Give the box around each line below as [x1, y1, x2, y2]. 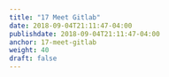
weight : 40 [9, 46, 50, 55]
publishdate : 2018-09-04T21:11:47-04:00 [9, 29, 161, 38]
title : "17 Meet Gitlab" [9, 12, 101, 22]
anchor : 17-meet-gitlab [9, 37, 97, 47]
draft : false [9, 54, 58, 63]
